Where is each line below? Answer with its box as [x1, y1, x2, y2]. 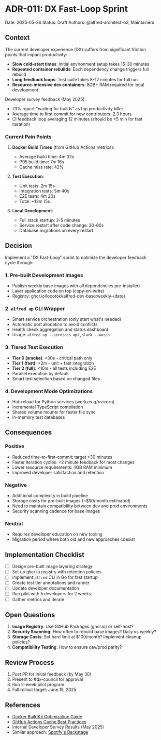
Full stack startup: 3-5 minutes [19, 217, 81, 223]
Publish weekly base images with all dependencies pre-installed [12, 283, 140, 289]
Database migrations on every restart [19, 227, 94, 234]
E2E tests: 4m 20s [19, 193, 56, 199]
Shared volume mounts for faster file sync [12, 409, 96, 415]
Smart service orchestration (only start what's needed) [12, 316, 122, 322]
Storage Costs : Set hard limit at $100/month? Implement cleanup [12, 634, 142, 640]
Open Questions [5, 611, 55, 619]
